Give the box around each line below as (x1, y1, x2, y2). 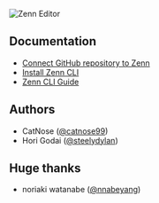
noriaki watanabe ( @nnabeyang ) (21, 184, 141, 195)
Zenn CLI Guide (21, 76, 79, 87)
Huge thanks (9, 160, 81, 176)
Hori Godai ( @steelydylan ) (21, 135, 118, 145)
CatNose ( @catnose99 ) (21, 125, 109, 137)
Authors (9, 102, 56, 117)
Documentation (9, 34, 97, 49)
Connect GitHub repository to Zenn (21, 58, 150, 68)
